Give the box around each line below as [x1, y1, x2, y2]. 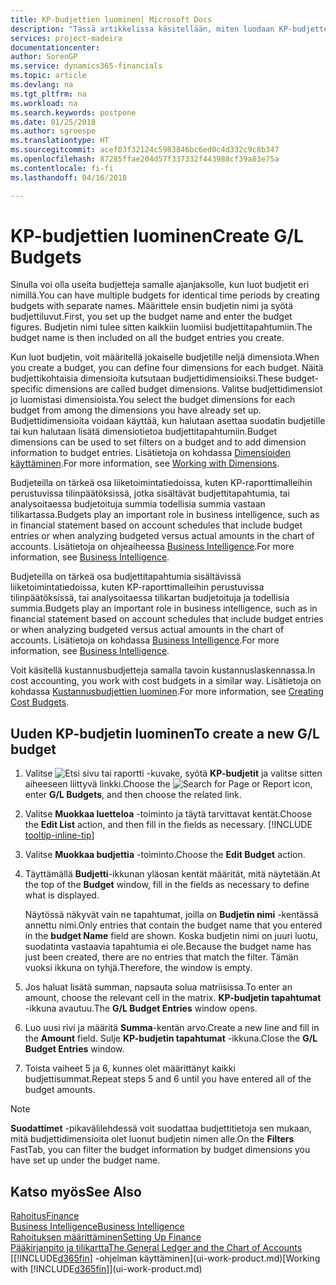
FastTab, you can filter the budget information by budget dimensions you [10, 1144, 311, 1156]
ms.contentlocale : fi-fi [10, 163, 114, 173]
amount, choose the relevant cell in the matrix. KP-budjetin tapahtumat [24, 992, 322, 1004]
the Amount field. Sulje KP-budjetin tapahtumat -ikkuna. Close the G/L [24, 1032, 318, 1045]
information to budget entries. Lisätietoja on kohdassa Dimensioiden [10, 447, 291, 459]
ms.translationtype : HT [10, 136, 110, 146]
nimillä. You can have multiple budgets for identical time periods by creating [10, 289, 320, 301]
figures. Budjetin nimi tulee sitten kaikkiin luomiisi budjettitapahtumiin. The [10, 321, 313, 333]
